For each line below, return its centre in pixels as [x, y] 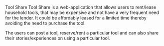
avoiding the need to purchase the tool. [45, 23]
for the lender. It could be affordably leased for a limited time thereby [76, 18]
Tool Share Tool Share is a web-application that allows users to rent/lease [81, 7]
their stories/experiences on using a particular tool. [58, 38]
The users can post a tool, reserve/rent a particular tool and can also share [82, 33]
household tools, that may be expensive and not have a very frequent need [82, 12]
